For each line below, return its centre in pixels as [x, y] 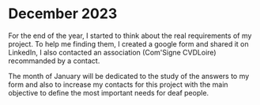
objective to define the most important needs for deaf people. [109, 92]
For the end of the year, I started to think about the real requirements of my [130, 36]
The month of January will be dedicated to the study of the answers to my [129, 76]
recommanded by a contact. [54, 61]
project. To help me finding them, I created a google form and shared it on [128, 43]
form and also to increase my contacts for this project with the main [118, 84]
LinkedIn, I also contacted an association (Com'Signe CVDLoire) [112, 52]
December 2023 [63, 14]
